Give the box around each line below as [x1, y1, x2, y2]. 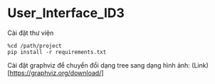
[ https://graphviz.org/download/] [7, 68, 105, 77]
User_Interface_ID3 [7, 5, 125, 21]
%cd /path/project [7, 42, 62, 49]
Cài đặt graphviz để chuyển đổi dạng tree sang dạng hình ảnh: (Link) [7, 61, 209, 69]
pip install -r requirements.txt [7, 48, 107, 56]
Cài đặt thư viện [7, 28, 54, 37]
